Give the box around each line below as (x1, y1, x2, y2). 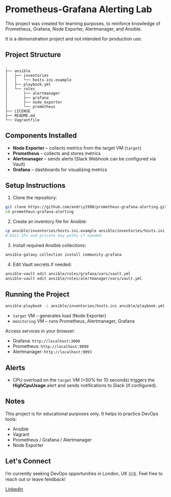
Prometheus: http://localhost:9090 (12, 343, 89, 349)
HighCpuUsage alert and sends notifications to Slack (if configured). (12, 382, 158, 388)
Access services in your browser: (5, 328, 75, 334)
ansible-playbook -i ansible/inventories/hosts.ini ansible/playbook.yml (5, 303, 165, 309)
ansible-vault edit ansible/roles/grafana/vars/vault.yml (5, 271, 131, 276)
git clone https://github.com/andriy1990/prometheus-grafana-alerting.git (5, 205, 167, 210)
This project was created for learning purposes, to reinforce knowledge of (5, 20, 161, 26)
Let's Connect (5, 457, 51, 465)
